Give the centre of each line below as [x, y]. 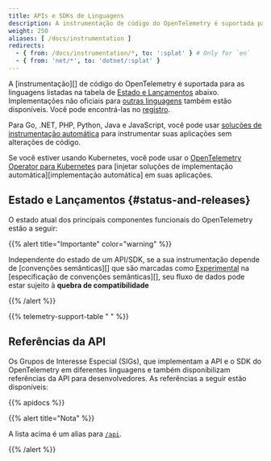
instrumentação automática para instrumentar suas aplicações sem [120, 133]
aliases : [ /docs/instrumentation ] [70, 38]
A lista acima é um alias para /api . [65, 434]
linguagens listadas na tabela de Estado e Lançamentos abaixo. [114, 92]
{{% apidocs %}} [37, 402]
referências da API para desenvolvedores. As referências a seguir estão [128, 378]
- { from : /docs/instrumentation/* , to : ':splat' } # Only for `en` [133, 53]
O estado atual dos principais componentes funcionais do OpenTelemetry [131, 219]
